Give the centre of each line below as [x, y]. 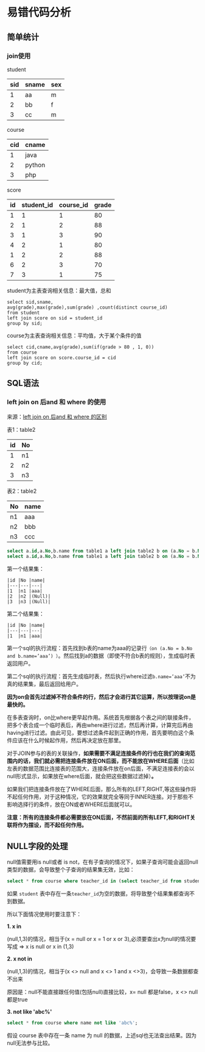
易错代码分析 [39, 13]
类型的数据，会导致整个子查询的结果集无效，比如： [71, 870]
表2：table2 [22, 491]
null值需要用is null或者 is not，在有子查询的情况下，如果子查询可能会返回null [102, 862]
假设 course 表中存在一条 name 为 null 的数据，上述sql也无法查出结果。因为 [102, 1035]
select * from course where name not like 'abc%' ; [72, 1023]
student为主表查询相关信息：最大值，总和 [59, 290]
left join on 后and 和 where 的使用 [57, 402]
